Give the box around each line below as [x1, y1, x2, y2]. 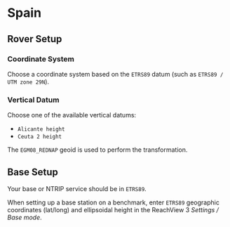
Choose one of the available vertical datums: [7, 111, 137, 119]
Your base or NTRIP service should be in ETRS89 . [7, 184, 147, 193]
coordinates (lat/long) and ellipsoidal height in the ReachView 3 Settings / [7, 205, 219, 214]
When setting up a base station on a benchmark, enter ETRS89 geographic [7, 198, 219, 207]
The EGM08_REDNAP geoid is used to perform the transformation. [7, 145, 188, 154]
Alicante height [17, 126, 65, 133]
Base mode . [7, 213, 42, 221]
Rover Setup [7, 33, 62, 45]
